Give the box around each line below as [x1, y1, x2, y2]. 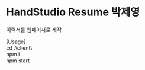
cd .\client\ [6, 44, 33, 51]
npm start [6, 57, 30, 64]
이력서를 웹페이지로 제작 [6, 26, 62, 33]
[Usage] [6, 38, 26, 45]
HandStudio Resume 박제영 [6, 5, 140, 19]
